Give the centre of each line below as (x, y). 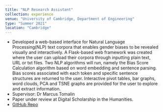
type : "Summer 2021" (26, 23)
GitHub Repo (25, 105)
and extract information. (36, 89)
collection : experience (29, 14)
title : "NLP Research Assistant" (39, 10)
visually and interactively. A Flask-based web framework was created (82, 53)
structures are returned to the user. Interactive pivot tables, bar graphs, (84, 79)
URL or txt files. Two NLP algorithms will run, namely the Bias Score (80, 63)
